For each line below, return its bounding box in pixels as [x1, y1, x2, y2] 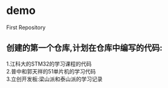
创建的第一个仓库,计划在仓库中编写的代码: [6, 43, 163, 53]
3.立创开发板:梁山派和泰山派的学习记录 [6, 75, 103, 83]
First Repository [6, 24, 46, 31]
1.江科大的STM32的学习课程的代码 [6, 60, 92, 67]
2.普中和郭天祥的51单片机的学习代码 [6, 67, 96, 75]
